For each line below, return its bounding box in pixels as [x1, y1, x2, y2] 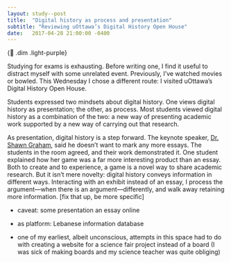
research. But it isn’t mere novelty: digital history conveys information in [7, 170, 212, 179]
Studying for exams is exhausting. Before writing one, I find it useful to [7, 62, 208, 70]
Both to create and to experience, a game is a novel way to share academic [7, 163, 223, 171]
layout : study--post [7, 10, 67, 17]
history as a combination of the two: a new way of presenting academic [7, 113, 212, 121]
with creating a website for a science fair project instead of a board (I [17, 241, 215, 249]
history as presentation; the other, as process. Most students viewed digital [7, 105, 222, 113]
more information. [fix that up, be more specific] [7, 193, 144, 201]
